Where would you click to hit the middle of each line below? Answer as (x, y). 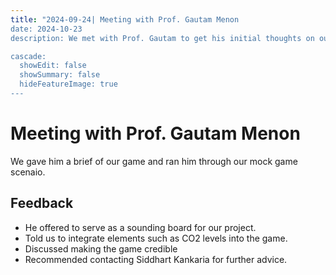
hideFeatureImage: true (68, 84)
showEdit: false (53, 66)
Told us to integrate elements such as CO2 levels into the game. (156, 238)
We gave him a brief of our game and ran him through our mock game (154, 161)
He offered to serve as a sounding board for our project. (140, 227)
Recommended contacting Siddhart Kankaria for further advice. (156, 259)
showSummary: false (60, 75)
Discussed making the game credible (101, 248)
